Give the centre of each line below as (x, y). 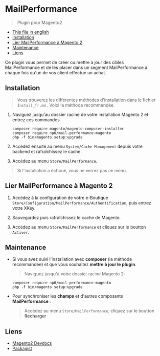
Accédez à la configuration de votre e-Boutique (60, 198)
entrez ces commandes (36, 120)
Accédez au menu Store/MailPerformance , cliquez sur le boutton (89, 311)
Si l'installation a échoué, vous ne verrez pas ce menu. (72, 170)
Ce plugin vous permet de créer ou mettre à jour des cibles (65, 62)
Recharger (35, 316)
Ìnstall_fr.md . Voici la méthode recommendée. (66, 105)
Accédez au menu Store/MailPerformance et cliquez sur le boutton (79, 227)
